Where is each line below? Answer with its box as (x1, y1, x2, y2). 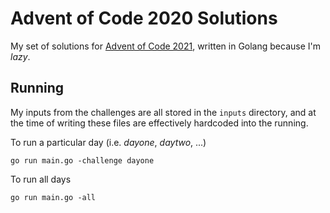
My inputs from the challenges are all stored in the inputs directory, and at (10, 106, 317, 118)
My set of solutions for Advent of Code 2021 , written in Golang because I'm (10, 40, 321, 52)
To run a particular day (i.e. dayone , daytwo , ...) (10, 136, 207, 148)
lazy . (10, 50, 31, 62)
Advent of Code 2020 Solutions (10, 7, 278, 30)
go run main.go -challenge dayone (10, 155, 155, 166)
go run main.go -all (10, 192, 97, 202)
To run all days (10, 173, 72, 185)
